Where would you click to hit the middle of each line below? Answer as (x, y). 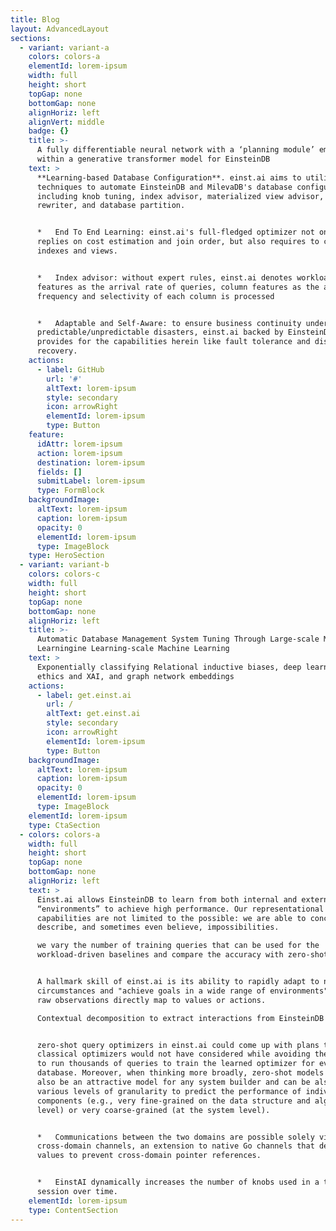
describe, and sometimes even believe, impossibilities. (158, 927)
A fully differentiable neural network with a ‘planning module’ (175, 150)
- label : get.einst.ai (84, 695)
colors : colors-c (64, 574)
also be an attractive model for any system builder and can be (173, 1082)
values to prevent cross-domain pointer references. (149, 1156)
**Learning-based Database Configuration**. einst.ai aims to (169, 177)
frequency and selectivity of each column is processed (155, 296)
